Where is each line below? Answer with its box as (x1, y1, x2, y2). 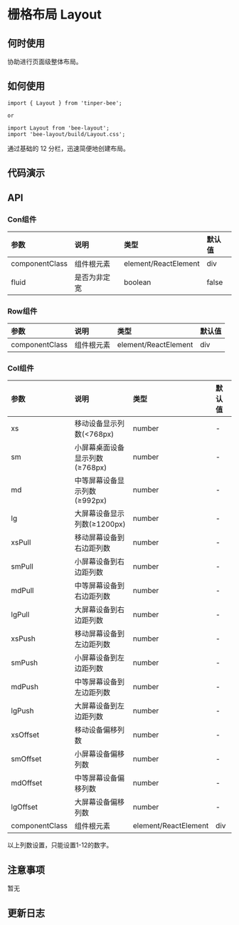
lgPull (11, 610, 30, 620)
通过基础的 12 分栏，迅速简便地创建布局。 (7, 144, 130, 153)
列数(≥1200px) (74, 520, 126, 529)
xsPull (11, 537, 31, 547)
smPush (11, 658, 38, 668)
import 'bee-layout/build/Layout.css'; (7, 130, 126, 138)
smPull (11, 562, 33, 572)
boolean (124, 277, 152, 287)
